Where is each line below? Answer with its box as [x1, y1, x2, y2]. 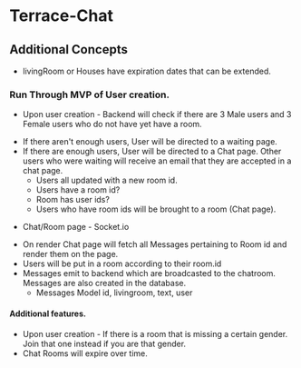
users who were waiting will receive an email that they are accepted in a [22, 155, 292, 166]
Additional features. [9, 308, 86, 319]
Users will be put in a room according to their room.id [22, 258, 222, 269]
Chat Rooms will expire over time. [22, 347, 148, 359]
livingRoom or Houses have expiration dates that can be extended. [22, 65, 272, 76]
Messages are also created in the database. [22, 278, 187, 289]
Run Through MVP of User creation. [9, 88, 170, 101]
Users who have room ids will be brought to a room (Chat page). [35, 204, 277, 214]
